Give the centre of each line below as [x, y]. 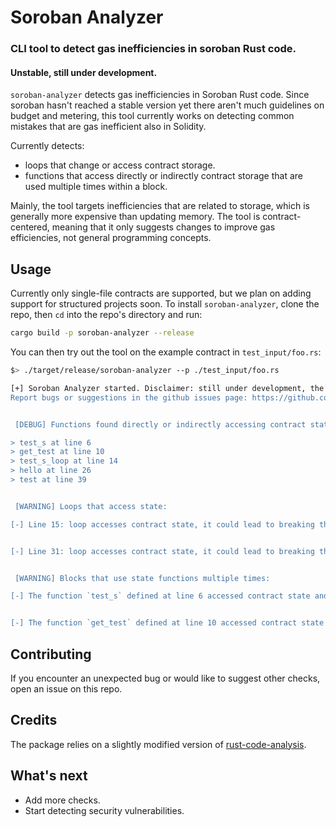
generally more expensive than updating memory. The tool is [135, 217]
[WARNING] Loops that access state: [91, 506]
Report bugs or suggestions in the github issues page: [129, 397]
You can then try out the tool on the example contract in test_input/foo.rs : [166, 352]
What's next [49, 776]
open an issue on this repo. [66, 688]
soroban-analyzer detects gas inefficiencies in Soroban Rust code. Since [160, 95]
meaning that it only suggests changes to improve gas [163, 227]
